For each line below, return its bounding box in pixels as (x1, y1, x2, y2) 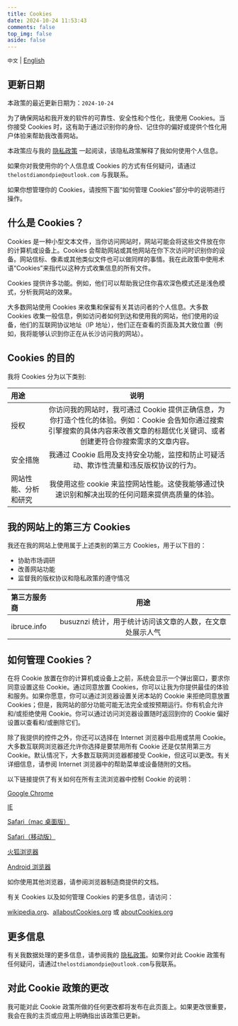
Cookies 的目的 (7, 352, 75, 364)
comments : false (7, 23, 55, 30)
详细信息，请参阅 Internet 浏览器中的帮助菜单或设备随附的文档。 (7, 760, 195, 769)
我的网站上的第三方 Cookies (7, 521, 131, 533)
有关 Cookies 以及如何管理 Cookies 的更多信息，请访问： (7, 893, 174, 901)
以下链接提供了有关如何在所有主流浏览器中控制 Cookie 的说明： (7, 775, 193, 784)
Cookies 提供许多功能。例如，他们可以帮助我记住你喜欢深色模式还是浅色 (7, 278, 220, 287)
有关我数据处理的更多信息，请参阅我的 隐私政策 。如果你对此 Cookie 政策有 (7, 951, 226, 959)
